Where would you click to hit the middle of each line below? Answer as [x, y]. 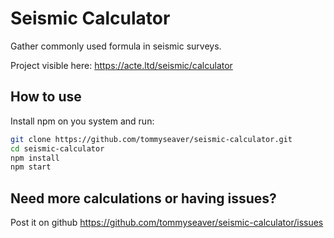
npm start [31, 167]
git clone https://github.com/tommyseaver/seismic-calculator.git [151, 139]
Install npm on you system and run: [82, 121]
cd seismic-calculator [57, 148]
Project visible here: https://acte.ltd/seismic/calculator [121, 65]
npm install [35, 158]
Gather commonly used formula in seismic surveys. [116, 46]
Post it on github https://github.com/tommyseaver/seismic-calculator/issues [167, 223]
